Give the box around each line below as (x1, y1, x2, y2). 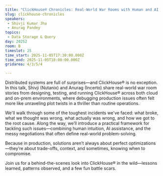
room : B (5, 44, 21, 49)
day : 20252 (5, 39, 27, 44)
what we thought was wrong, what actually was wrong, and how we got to (5, 115, 155, 121)
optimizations (128, 140, 156, 146)
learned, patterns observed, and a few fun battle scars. (5, 165, 116, 172)
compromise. (5, 151, 32, 157)
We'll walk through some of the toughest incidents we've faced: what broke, (5, 110, 159, 116)
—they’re (5, 146, 23, 151)
